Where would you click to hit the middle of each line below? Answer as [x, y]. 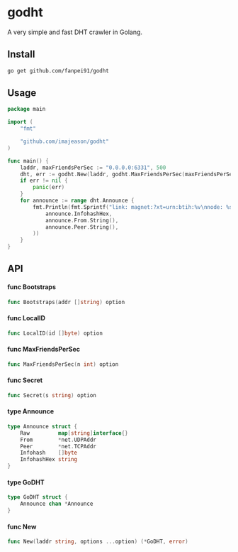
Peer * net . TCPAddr [58, 446]
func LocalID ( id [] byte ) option [55, 333]
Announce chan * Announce [57, 504]
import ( [20, 122]
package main [27, 109]
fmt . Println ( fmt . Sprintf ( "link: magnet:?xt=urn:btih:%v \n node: [128, 207]
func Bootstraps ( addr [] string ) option [66, 302]
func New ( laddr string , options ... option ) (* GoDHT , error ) [98, 542]
